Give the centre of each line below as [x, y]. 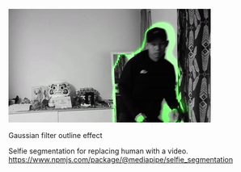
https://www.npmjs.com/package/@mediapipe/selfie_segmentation [120, 159]
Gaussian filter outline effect [55, 135]
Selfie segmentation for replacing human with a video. [98, 151]
